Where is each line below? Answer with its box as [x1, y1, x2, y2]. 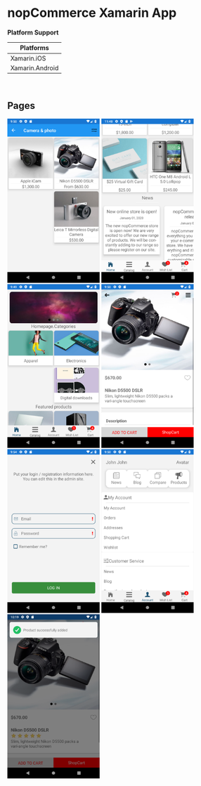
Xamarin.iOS [10, 54, 46, 63]
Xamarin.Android [10, 63, 59, 72]
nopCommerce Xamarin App [7, 5, 177, 21]
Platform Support [7, 28, 59, 37]
